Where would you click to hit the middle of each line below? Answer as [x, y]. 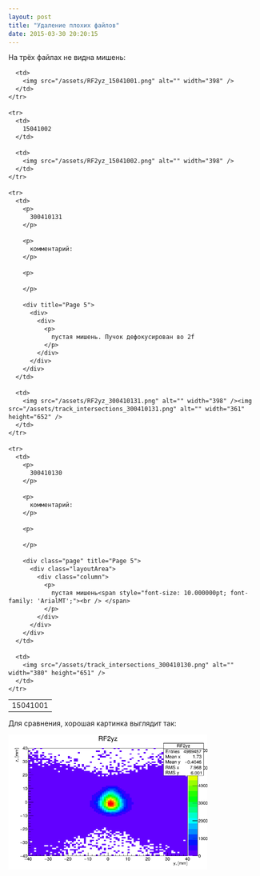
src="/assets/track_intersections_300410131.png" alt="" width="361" [127, 409]
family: [21, 601]
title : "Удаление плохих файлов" [64, 25]
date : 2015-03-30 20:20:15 [53, 34]
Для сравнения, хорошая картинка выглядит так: [93, 723]
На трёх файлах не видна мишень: [67, 58]
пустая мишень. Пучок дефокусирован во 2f [123, 337]
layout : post [30, 17]
